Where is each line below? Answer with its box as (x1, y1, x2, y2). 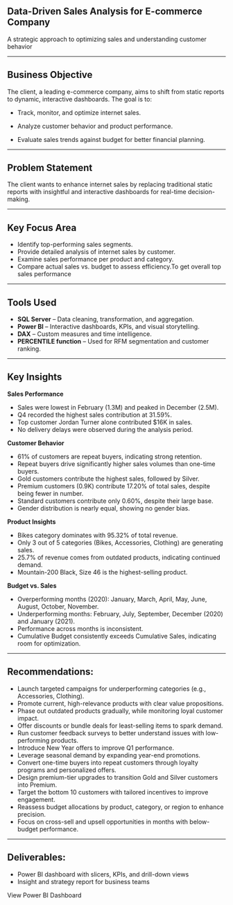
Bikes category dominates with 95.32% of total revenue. (17, 531, 178, 539)
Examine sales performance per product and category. (17, 255, 174, 264)
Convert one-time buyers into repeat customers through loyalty (17, 758, 199, 767)
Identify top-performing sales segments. (17, 240, 133, 249)
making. (7, 195, 31, 204)
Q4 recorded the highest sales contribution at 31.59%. (17, 410, 172, 419)
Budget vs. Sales (7, 581, 57, 590)
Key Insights (7, 371, 62, 383)
